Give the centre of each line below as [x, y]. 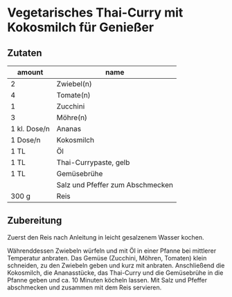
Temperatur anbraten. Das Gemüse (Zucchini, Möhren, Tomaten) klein [107, 258]
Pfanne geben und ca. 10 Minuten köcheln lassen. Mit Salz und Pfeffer [107, 280]
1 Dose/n [26, 140]
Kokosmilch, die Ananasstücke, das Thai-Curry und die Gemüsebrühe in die [115, 272]
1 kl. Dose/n [30, 129]
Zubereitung [35, 221]
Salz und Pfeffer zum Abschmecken [115, 185]
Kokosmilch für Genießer [81, 27]
